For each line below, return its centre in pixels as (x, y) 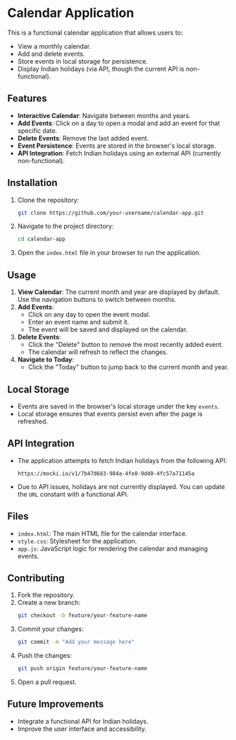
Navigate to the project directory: (66, 226)
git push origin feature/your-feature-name (82, 669)
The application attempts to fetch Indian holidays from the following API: (122, 460)
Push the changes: (45, 656)
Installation (32, 183)
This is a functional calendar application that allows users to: (95, 33)
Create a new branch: (49, 603)
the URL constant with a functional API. (73, 494)
